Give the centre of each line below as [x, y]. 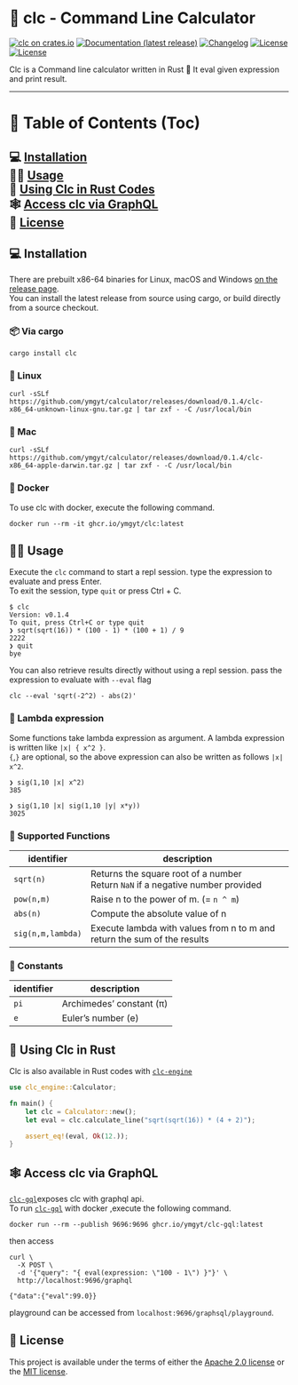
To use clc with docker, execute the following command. [112, 507]
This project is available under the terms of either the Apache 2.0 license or [147, 1362]
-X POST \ [35, 1265]
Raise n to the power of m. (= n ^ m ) [165, 899]
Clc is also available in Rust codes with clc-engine [101, 1071]
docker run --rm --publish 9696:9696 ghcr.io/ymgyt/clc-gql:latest [137, 1225]
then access [32, 1241]
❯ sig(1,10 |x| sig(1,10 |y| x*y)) [75, 806]
